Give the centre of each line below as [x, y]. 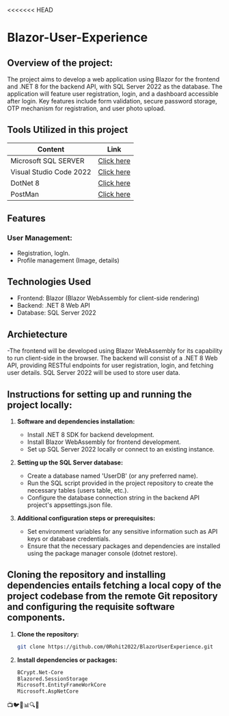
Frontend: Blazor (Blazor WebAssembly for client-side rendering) [108, 298]
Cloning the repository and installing [86, 575]
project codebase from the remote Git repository [112, 596]
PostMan [25, 194]
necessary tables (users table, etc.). [78, 490]
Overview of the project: [60, 63]
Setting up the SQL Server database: [70, 462]
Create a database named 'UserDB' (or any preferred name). [112, 476]
